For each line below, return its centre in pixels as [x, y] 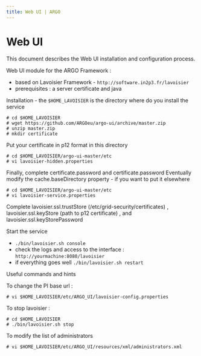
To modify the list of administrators [50, 335]
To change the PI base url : [40, 286]
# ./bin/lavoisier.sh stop [40, 325]
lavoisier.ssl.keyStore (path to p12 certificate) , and [69, 213]
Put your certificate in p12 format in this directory [67, 145]
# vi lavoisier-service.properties [51, 195]
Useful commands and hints [41, 274]
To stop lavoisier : [28, 308]
